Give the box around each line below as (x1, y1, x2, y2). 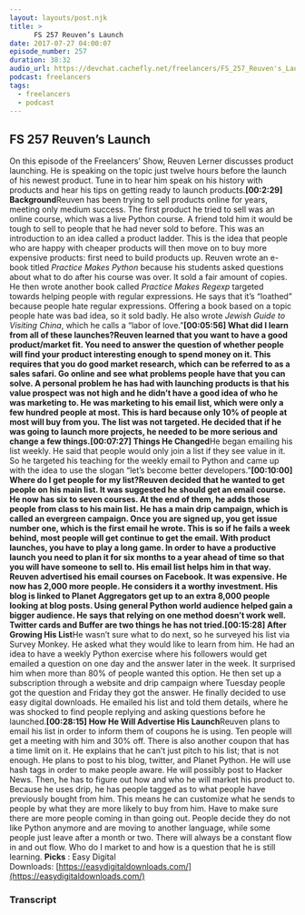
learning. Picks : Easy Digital (9, 851, 116, 862)
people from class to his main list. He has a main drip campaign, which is (9, 504, 289, 515)
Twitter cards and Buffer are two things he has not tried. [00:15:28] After (9, 619, 288, 630)
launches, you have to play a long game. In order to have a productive (9, 542, 277, 553)
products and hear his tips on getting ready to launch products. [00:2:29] (9, 185, 283, 196)
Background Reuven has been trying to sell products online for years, (9, 195, 268, 206)
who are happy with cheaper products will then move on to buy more (9, 243, 268, 254)
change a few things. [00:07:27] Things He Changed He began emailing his (9, 436, 293, 447)
